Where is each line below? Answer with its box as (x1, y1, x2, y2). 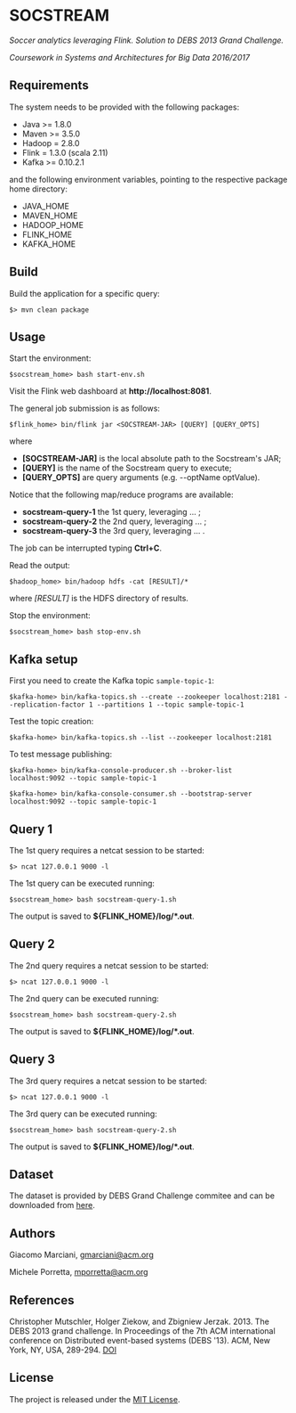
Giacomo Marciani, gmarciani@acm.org (9, 1249, 154, 1261)
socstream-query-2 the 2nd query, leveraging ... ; (21, 516, 207, 527)
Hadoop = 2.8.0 (21, 137, 80, 148)
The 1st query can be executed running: (9, 878, 156, 888)
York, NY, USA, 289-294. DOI (9, 1344, 117, 1355)
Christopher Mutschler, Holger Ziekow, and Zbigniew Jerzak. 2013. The (9, 1316, 269, 1327)
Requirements (9, 78, 89, 94)
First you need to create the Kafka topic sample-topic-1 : (9, 675, 215, 686)
